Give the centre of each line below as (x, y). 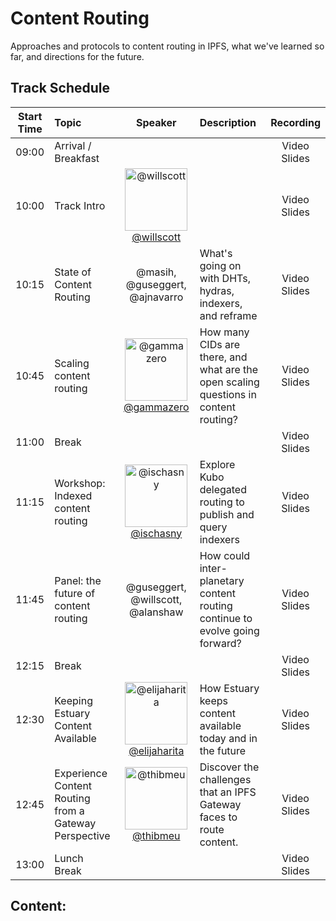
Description (228, 122)
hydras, (217, 290)
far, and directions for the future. (77, 56)
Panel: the (78, 580)
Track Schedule (60, 88)
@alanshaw (156, 612)
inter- (213, 568)
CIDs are (219, 344)
